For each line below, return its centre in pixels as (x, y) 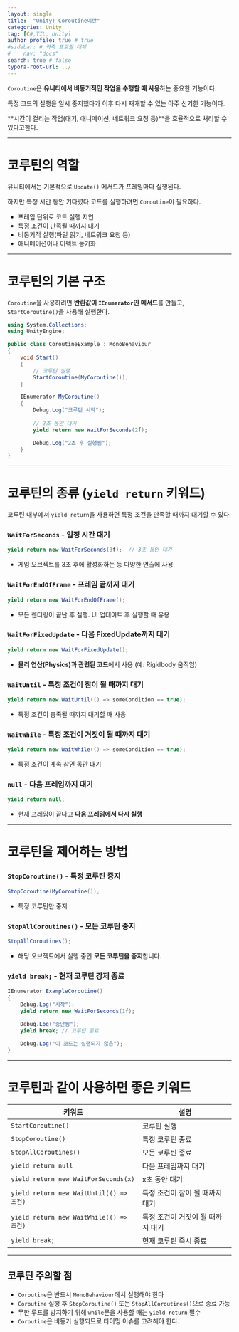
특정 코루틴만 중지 (42, 906)
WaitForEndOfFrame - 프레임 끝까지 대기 (71, 584)
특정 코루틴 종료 (167, 1139)
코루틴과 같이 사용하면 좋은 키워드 (99, 1088)
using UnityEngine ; (36, 332)
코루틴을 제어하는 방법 (68, 852)
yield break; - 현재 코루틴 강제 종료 (66, 976)
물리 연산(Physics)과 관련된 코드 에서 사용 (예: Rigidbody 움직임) (107, 664)
